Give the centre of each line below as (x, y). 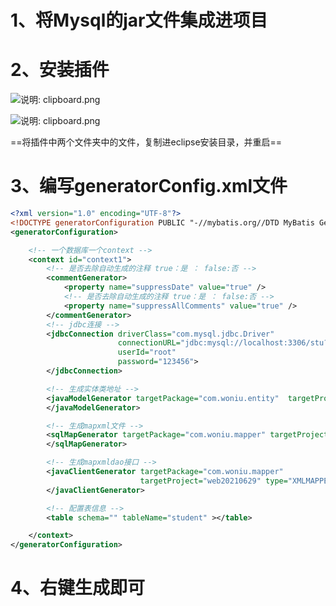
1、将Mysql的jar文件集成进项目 (139, 20)
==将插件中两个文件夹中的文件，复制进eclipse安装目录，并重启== (146, 142)
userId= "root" (147, 352)
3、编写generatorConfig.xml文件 (149, 186)
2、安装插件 (60, 70)
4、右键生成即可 (77, 588)
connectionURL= (149, 343)
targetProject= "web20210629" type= (213, 481)
